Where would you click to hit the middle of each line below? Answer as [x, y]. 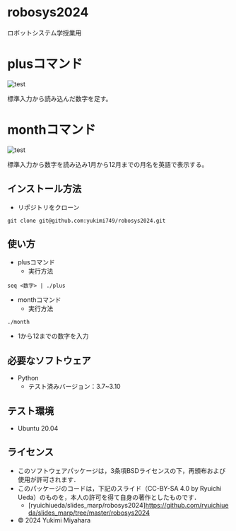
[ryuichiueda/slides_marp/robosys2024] [87, 505]
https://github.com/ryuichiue [187, 505]
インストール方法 [45, 189]
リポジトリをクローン [48, 207]
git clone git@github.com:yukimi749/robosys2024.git [87, 221]
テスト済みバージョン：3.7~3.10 [75, 387]
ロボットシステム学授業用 [45, 33]
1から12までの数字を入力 [53, 336]
